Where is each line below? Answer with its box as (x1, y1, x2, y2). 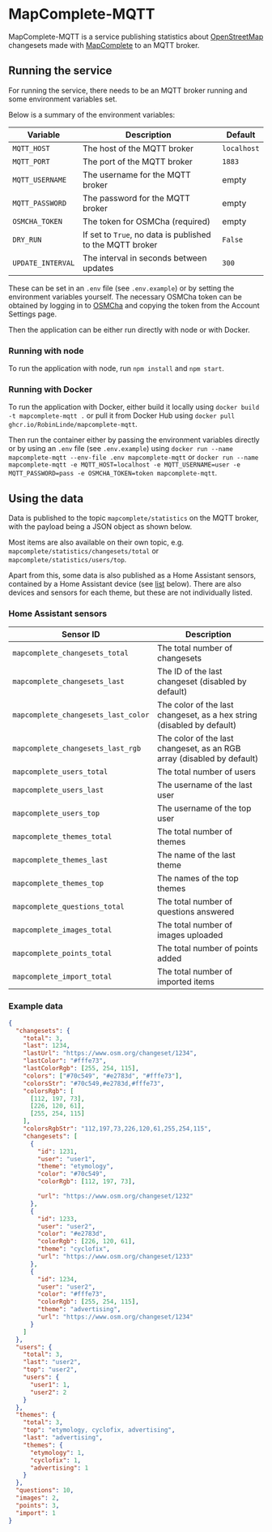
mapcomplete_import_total (12, 972, 113, 982)
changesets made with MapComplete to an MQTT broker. (8, 40, 200, 49)
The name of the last (157, 850, 236, 861)
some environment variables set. (8, 94, 117, 104)
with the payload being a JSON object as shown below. (8, 522, 193, 531)
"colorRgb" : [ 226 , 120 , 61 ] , (37, 1237, 136, 1246)
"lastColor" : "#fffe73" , (23, 1056, 107, 1065)
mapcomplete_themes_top (12, 879, 104, 889)
